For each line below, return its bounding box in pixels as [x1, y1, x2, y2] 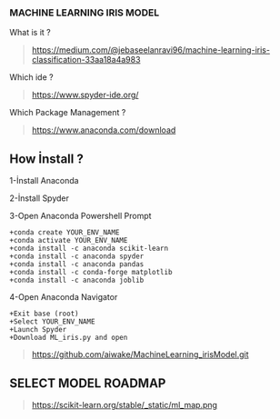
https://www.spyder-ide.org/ [31, 89, 139, 101]
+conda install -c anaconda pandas [9, 260, 145, 269]
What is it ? [9, 27, 52, 38]
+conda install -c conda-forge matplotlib [9, 268, 173, 277]
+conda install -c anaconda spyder [9, 252, 145, 261]
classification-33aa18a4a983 [31, 55, 141, 65]
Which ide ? [9, 72, 54, 83]
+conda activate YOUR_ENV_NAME [9, 236, 128, 245]
